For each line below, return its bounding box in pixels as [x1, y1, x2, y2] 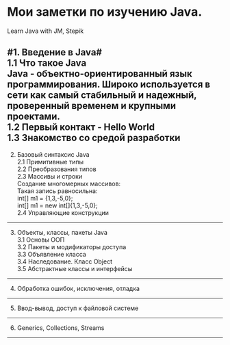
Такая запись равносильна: [16, 186, 98, 195]
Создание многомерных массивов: [16, 179, 121, 188]
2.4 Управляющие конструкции [16, 208, 110, 216]
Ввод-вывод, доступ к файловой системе [16, 304, 139, 312]
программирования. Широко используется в [7, 79, 211, 90]
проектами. [7, 111, 60, 123]
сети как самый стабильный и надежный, [7, 90, 197, 101]
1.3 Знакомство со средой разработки [7, 132, 181, 144]
